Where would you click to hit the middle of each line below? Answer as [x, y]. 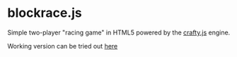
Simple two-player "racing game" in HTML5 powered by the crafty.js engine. [119, 32]
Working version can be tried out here [63, 46]
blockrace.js [45, 13]
